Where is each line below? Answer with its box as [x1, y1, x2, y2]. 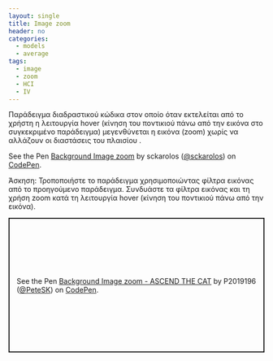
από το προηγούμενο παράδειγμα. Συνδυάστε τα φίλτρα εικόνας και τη [8, 185, 250, 194]
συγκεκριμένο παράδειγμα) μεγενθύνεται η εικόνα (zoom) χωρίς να [8, 127, 239, 137]
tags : [8, 58, 27, 66]
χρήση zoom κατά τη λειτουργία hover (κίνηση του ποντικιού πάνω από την [8, 193, 264, 203]
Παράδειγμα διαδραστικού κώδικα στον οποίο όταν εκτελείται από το [8, 110, 244, 120]
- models [15, 42, 45, 50]
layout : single [8, 11, 60, 20]
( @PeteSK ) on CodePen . [16, 285, 99, 294]
